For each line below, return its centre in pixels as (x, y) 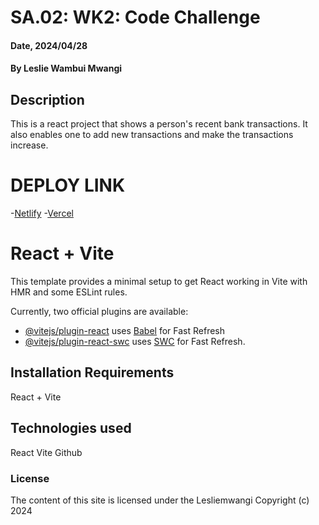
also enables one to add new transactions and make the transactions (152, 135)
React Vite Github (46, 452)
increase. (29, 145)
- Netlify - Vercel (42, 213)
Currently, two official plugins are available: (99, 312)
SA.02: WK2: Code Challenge (135, 17)
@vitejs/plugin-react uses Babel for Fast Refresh (125, 331)
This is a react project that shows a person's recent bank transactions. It (159, 124)
